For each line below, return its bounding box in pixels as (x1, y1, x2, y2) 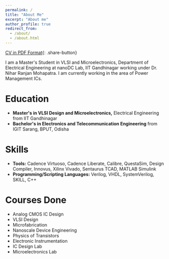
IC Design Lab (12, 243, 42, 249)
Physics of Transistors (12, 232, 59, 238)
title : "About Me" (5, 12, 44, 17)
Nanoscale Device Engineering (12, 227, 77, 233)
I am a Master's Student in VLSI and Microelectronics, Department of (5, 59, 149, 65)
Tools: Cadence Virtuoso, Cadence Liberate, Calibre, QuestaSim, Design (12, 160, 164, 166)
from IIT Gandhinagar (12, 115, 57, 121)
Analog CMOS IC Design (12, 211, 64, 217)
